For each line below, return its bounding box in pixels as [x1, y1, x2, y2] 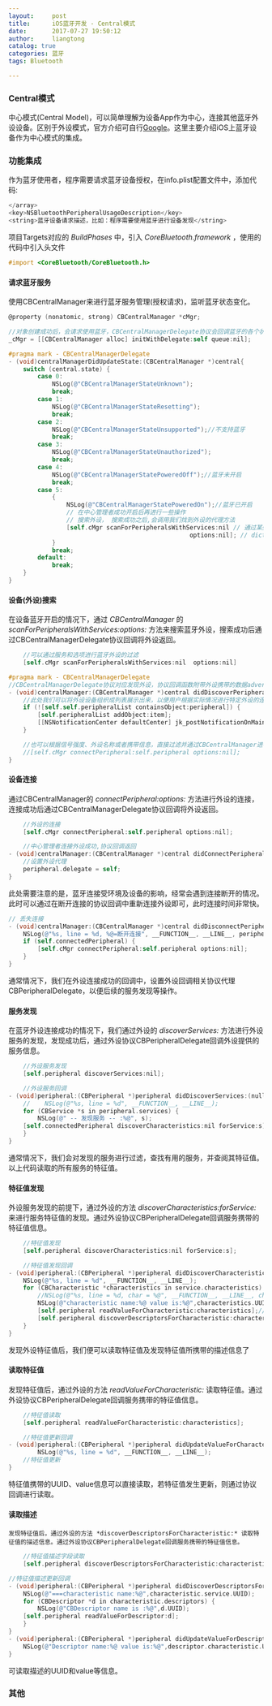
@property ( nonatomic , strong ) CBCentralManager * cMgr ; [8, 313, 201, 322]
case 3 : [37, 440, 63, 449]
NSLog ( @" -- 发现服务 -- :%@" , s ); [37, 1114, 152, 1123]
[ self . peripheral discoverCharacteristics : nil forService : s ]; [23, 1246, 237, 1255]
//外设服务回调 [23, 1084, 67, 1092]
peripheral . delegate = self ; [23, 866, 121, 874]
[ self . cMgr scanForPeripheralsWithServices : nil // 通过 [66, 523, 257, 532]
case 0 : [37, 373, 63, 381]
